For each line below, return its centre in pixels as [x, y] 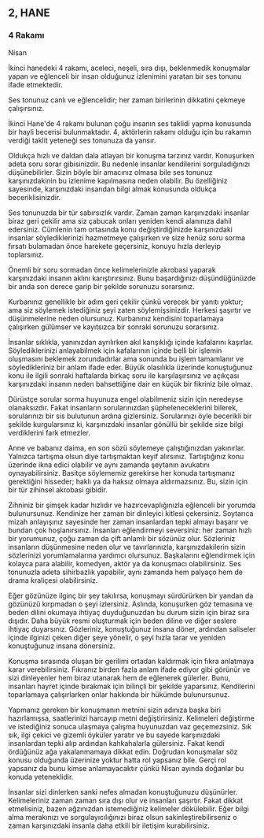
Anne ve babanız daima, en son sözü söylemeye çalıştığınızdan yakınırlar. [127, 447]
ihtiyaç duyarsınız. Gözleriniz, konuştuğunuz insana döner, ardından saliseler [132, 628]
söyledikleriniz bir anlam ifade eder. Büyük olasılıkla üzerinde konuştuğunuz [130, 367]
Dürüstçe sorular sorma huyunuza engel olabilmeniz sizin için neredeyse [126, 399]
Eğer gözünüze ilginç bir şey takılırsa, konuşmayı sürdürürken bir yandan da [131, 595]
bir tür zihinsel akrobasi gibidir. [58, 489]
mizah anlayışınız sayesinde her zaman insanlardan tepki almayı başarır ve [128, 521]
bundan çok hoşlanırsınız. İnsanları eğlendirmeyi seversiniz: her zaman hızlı [130, 530]
